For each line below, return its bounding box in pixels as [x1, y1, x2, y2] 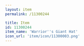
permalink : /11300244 [5, 12, 50, 16]
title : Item [5, 20, 29, 25]
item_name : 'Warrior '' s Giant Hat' [5, 30, 78, 34]
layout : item [5, 7, 32, 12]
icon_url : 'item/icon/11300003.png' [5, 34, 80, 39]
